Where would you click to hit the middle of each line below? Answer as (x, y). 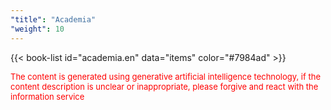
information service (47, 96)
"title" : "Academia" (53, 19)
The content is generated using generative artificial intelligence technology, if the (165, 76)
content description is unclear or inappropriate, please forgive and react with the (164, 86)
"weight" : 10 (37, 29)
